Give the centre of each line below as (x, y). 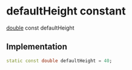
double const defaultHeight (40, 28)
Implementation (37, 47)
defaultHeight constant (66, 11)
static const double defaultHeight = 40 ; (59, 61)
